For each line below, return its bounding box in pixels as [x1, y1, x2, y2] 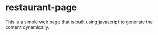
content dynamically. [5, 24, 50, 30]
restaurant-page [5, 2, 77, 13]
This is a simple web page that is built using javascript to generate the [5, 19, 153, 25]
